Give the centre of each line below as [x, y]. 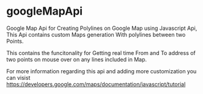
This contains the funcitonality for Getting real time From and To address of [101, 52]
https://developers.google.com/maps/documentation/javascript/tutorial [96, 84]
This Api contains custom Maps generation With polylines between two [96, 34]
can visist [18, 78]
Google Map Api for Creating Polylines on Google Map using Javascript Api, [102, 28]
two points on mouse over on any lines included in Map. [77, 59]
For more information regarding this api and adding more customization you [102, 71]
